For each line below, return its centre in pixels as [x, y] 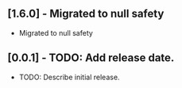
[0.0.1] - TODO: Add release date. [91, 58]
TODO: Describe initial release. [69, 77]
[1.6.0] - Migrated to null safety [86, 14]
